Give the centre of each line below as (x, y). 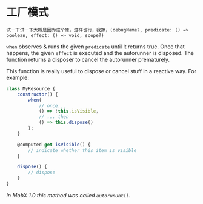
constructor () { (38, 94)
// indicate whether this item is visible (82, 150)
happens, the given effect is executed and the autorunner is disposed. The (100, 53)
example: (18, 77)
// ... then (54, 117)
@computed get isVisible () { (54, 145)
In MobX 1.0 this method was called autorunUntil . (68, 195)
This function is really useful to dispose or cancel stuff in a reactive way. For (101, 71)
